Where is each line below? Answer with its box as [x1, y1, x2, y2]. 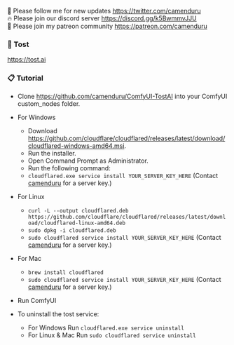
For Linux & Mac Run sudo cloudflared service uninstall [27, 330, 196, 339]
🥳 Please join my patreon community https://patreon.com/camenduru [7, 22, 208, 30]
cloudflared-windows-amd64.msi [27, 141, 125, 150]
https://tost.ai [7, 55, 46, 64]
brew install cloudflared [27, 269, 104, 276]
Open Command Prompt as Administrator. [27, 156, 149, 165]
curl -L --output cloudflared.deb [27, 207, 129, 214]
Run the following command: [27, 163, 111, 172]
